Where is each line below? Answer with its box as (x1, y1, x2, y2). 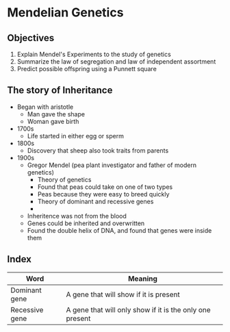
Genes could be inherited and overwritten (27, 219, 145, 227)
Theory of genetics (37, 175, 92, 183)
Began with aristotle (16, 103, 74, 111)
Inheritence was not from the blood (27, 212, 127, 220)
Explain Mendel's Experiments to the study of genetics (16, 50, 171, 58)
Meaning (127, 274, 157, 283)
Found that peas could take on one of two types (37, 183, 173, 191)
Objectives (7, 32, 55, 44)
